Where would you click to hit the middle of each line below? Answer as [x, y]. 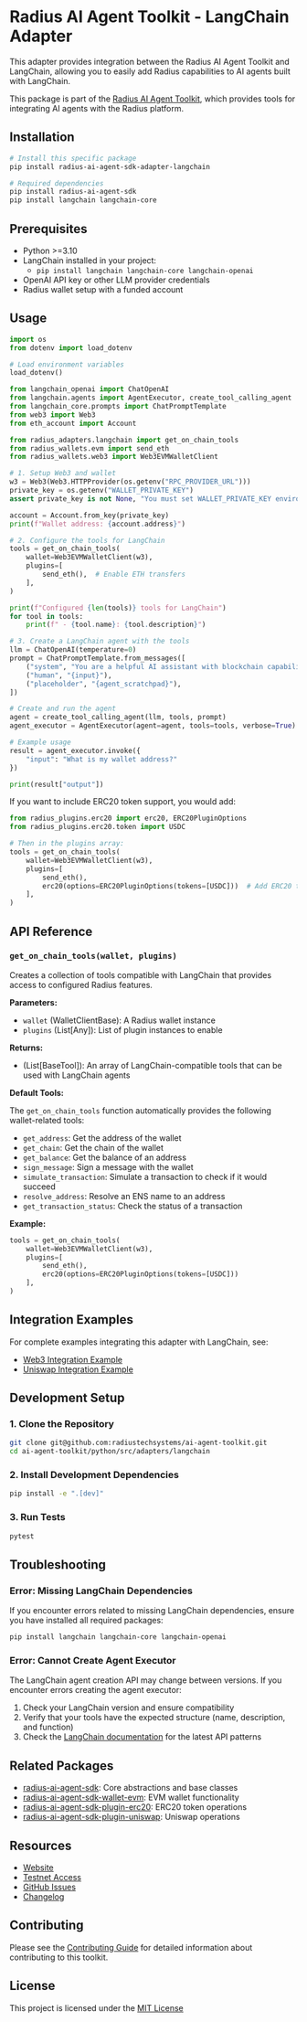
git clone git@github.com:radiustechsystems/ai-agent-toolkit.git [138, 1443]
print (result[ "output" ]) [57, 784]
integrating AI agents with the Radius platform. [97, 108]
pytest [22, 1536]
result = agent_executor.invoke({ [75, 750]
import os [28, 339]
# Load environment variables [67, 364]
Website [38, 1868]
